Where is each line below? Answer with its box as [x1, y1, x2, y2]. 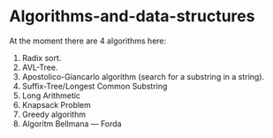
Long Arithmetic [21, 90, 81, 101]
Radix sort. [21, 52, 62, 63]
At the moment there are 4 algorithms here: [9, 35, 167, 46]
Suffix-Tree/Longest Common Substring [21, 80, 168, 91]
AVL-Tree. [21, 62, 58, 73]
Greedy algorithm [21, 109, 87, 119]
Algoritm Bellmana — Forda [21, 118, 122, 129]
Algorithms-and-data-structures [9, 6, 255, 27]
